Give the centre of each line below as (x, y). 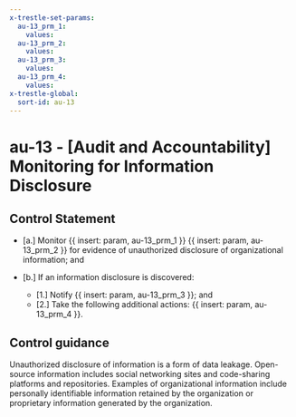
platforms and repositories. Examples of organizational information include (148, 384)
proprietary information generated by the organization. (111, 403)
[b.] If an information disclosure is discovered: (108, 277)
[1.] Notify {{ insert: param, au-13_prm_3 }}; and (124, 295)
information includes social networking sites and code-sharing (154, 374)
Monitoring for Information (112, 166)
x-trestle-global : (44, 93)
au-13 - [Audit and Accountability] (140, 147)
